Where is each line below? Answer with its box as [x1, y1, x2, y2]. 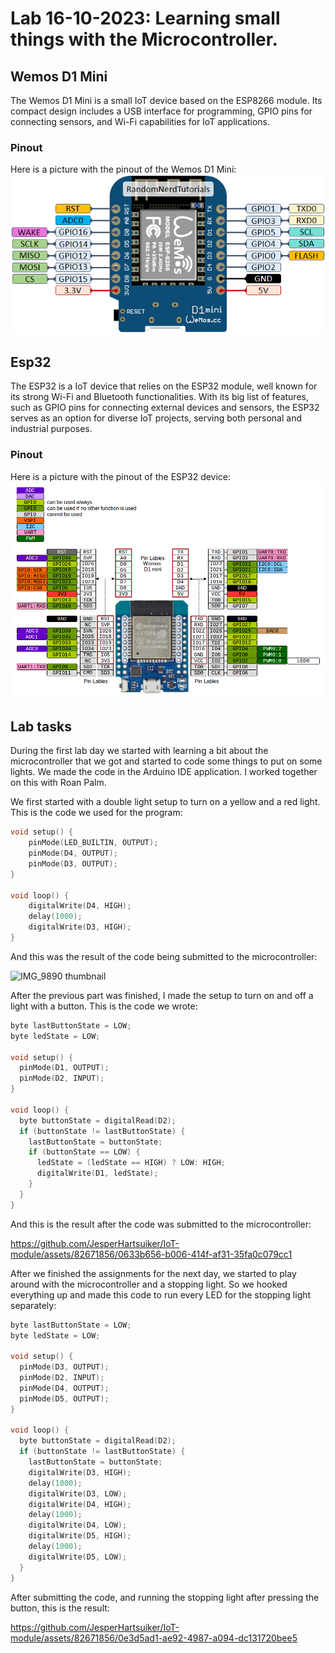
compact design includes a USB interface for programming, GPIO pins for [10, 105, 313, 117]
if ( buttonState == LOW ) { [28, 1147, 141, 1157]
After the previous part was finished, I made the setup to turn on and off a [10, 989, 314, 1001]
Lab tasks [10, 718, 72, 735]
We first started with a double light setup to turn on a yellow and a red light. [10, 796, 321, 808]
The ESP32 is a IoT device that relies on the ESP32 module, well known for [10, 380, 318, 392]
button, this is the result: [10, 1602, 110, 1614]
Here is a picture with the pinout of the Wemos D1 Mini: [10, 163, 237, 176]
